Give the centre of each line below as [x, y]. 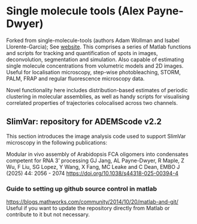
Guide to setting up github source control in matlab [82, 189]
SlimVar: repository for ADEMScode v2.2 [84, 122]
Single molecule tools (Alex [75, 11]
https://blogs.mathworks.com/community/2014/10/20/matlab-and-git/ [92, 202]
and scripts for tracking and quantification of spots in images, [82, 53]
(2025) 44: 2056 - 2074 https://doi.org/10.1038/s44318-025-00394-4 [92, 173]
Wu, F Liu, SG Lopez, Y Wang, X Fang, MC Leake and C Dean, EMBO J [93, 167]
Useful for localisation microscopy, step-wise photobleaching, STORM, [93, 72]
